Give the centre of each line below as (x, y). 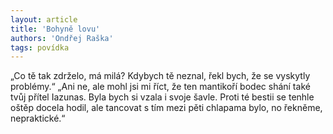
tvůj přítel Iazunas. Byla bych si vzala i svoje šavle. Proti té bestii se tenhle (162, 97)
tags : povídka (40, 47)
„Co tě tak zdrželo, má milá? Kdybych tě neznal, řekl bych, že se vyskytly (160, 76)
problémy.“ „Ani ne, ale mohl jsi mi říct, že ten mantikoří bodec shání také (160, 87)
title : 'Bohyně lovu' (55, 29)
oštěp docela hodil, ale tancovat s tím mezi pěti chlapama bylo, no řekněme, (166, 108)
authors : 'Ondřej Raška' (62, 38)
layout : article (44, 19)
